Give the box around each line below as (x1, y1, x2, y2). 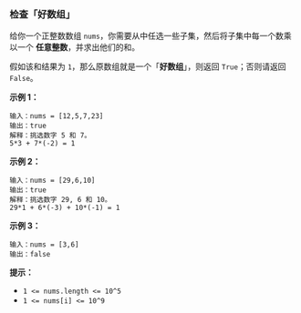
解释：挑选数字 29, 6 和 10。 (9, 196, 112, 205)
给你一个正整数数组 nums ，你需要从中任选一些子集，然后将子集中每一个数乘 (9, 30, 292, 42)
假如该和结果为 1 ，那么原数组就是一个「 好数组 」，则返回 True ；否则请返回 (9, 61, 286, 72)
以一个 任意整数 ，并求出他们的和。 (9, 42, 140, 53)
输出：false (9, 250, 51, 259)
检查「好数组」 (9, 7, 76, 20)
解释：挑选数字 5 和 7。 (9, 131, 91, 140)
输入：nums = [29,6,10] (9, 176, 96, 186)
